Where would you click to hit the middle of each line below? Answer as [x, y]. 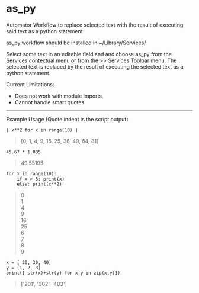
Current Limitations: [30, 84]
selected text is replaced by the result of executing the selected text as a [95, 66]
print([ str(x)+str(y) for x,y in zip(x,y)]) [63, 273]
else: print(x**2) [39, 184]
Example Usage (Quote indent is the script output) [67, 119]
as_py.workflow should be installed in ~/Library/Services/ [76, 43]
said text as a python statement [44, 31]
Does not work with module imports [58, 96]
